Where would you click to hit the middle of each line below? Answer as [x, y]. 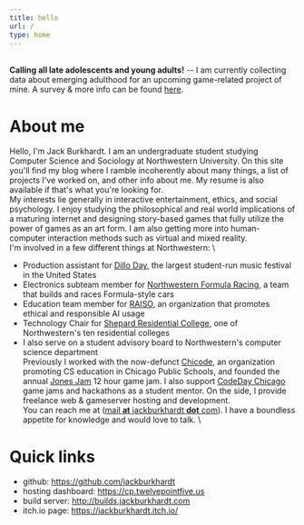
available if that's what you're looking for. [86, 190]
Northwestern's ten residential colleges [96, 333]
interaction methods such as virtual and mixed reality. [147, 238]
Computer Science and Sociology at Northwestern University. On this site [147, 161]
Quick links [52, 456]
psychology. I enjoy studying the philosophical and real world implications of [152, 209]
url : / [22, 26]
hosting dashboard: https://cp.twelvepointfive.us [113, 491]
